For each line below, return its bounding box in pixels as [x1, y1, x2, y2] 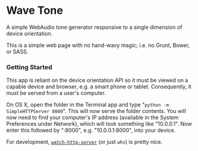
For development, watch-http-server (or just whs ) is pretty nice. [6, 138, 163, 146]
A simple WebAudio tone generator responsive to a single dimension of [6, 23, 182, 31]
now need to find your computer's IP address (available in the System [6, 114, 179, 121]
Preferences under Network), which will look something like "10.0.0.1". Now [6, 120, 193, 128]
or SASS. [6, 48, 29, 55]
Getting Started [6, 63, 52, 71]
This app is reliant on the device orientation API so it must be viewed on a [6, 76, 188, 84]
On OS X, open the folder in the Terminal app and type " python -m [6, 101, 170, 108]
